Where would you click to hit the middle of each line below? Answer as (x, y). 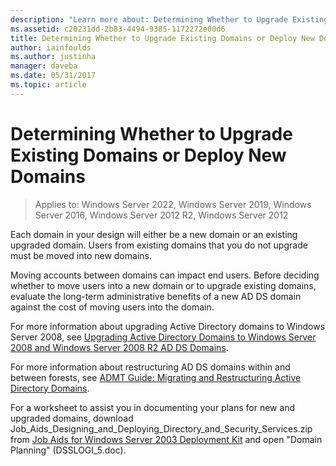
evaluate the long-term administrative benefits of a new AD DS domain (156, 296)
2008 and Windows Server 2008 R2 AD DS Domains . (119, 347)
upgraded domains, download (72, 418)
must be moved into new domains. (81, 255)
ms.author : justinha (53, 57)
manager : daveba (44, 66)
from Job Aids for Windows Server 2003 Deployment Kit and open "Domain (166, 439)
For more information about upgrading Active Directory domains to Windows (168, 326)
